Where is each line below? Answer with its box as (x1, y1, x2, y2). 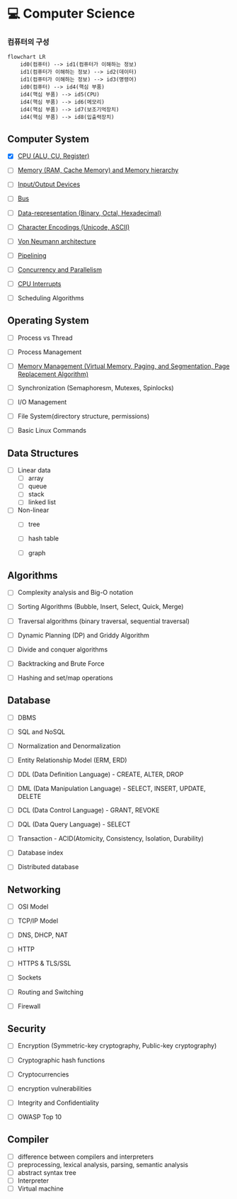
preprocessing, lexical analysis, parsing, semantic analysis (17, 1160, 189, 1169)
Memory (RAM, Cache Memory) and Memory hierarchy (17, 166, 179, 174)
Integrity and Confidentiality (17, 1098, 99, 1107)
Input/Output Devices (17, 180, 81, 188)
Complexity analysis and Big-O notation (17, 589, 134, 597)
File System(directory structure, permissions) (17, 412, 150, 421)
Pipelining (17, 251, 47, 259)
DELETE (17, 792, 42, 801)
